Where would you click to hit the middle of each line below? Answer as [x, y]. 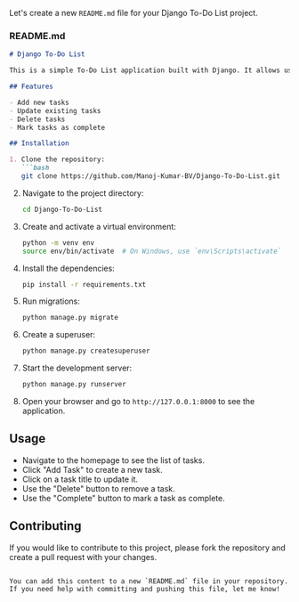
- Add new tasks [39, 102]
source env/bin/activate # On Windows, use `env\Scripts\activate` [152, 251]
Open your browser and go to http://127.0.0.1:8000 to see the [138, 402]
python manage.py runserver [74, 385]
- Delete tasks [37, 119]
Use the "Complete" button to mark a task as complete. [123, 498]
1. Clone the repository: [57, 159]
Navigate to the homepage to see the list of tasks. [113, 460]
